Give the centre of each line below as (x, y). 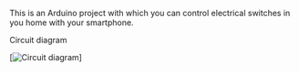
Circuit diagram (38, 40)
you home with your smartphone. (72, 22)
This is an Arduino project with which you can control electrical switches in (150, 13)
